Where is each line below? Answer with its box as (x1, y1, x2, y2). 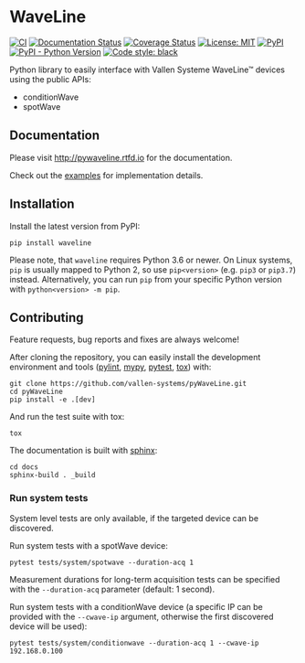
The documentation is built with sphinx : (9, 445, 158, 456)
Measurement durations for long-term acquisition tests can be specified (9, 573, 280, 584)
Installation (9, 197, 75, 212)
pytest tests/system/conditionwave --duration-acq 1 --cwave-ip (9, 638, 259, 647)
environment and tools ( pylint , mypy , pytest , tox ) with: (9, 361, 212, 372)
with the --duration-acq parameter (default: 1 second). (9, 583, 216, 594)
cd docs (9, 463, 39, 472)
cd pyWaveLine (9, 387, 64, 397)
